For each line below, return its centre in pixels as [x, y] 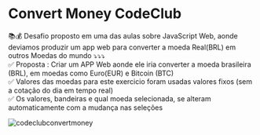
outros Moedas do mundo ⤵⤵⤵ [57, 55]
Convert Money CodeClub [95, 14]
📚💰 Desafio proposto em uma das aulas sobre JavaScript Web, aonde [123, 35]
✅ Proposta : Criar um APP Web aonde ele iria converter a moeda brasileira [130, 64]
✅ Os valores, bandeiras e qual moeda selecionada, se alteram [110, 98]
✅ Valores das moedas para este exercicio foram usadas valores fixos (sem [130, 81]
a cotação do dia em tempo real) [61, 90]
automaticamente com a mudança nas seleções [86, 108]
